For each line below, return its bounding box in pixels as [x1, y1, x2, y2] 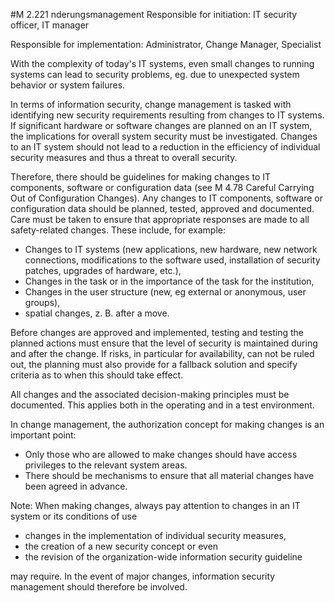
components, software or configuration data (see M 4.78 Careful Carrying [10, 182, 315, 193]
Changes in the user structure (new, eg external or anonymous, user [24, 286, 307, 298]
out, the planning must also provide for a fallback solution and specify [10, 359, 298, 370]
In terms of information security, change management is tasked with [10, 99, 292, 110]
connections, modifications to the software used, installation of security [24, 254, 321, 266]
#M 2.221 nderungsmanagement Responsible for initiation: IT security [10, 9, 298, 20]
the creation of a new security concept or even [24, 540, 219, 552]
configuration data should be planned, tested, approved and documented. [10, 203, 315, 214]
